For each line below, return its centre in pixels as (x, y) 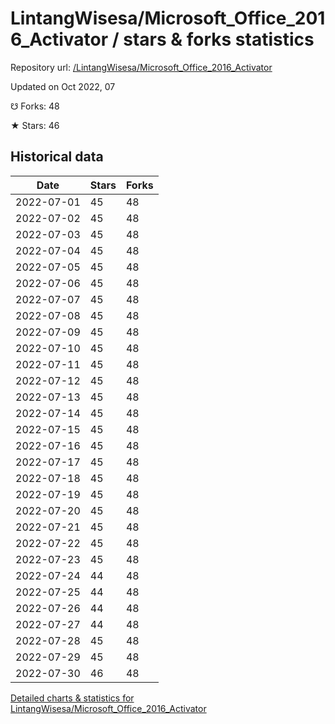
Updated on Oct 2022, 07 (63, 86)
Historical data (57, 157)
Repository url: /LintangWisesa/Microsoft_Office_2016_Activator (141, 67)
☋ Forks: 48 (35, 106)
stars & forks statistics (219, 39)
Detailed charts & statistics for (72, 698)
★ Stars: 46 (35, 125)
